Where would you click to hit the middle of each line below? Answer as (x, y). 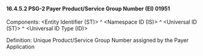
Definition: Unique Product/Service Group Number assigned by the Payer (98, 40)
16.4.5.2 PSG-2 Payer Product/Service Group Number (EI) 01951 (88, 9)
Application (21, 47)
